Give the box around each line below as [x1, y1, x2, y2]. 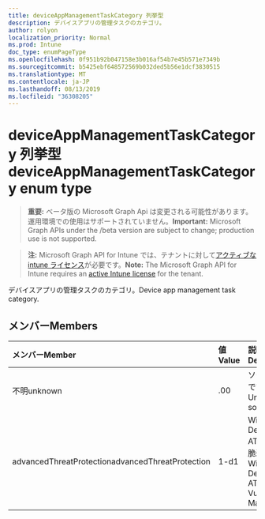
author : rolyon [8, 26, 58, 34]
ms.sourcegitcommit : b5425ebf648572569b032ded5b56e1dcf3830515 [8, 63, 221, 71]
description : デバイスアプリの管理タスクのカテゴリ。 [8, 19, 166, 27]
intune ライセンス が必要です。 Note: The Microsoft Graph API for [27, 260, 237, 269]
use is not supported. [27, 234, 97, 243]
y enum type [8, 179, 92, 197]
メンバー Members [8, 319, 99, 333]
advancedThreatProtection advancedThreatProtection [12, 456, 211, 467]
